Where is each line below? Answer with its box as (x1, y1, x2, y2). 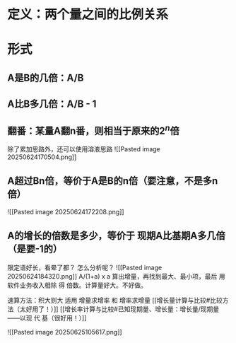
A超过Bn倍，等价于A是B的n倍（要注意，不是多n (7, 175, 218, 187)
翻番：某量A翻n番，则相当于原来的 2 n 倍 (7, 122, 179, 136)
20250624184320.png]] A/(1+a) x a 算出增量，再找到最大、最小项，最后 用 (7, 272, 225, 280)
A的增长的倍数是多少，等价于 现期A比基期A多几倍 (7, 230, 226, 242)
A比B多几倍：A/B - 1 (7, 98, 97, 110)
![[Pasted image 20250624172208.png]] (7, 207, 125, 216)
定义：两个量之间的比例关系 (7, 6, 169, 23)
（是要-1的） (7, 243, 62, 255)
